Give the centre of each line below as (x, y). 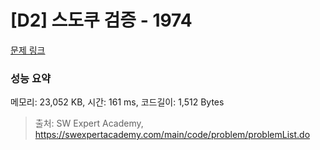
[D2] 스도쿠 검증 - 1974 (101, 20)
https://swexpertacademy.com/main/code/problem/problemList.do (172, 135)
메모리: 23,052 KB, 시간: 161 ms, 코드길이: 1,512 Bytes (117, 102)
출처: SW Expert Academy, (89, 123)
